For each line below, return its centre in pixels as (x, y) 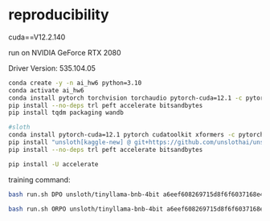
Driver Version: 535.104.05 (52, 68)
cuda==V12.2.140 (37, 37)
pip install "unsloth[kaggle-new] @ (70, 142)
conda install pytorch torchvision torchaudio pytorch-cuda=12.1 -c (125, 98)
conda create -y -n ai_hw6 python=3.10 (75, 83)
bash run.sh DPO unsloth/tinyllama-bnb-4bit (84, 194)
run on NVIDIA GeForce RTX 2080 (65, 52)
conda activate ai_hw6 (46, 90)
